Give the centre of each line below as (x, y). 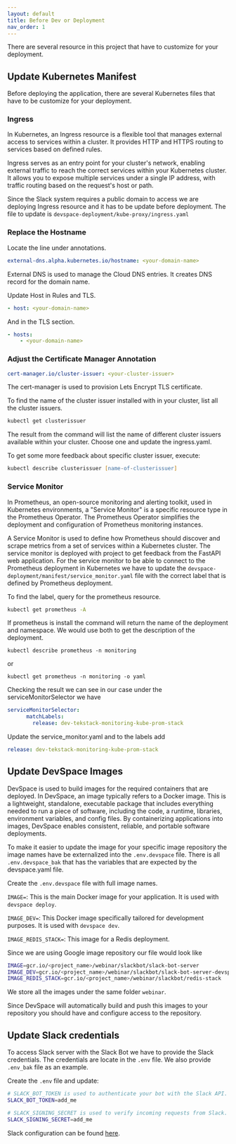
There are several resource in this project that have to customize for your (113, 47)
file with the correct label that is (180, 575)
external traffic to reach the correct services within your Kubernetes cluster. (117, 170)
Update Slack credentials (63, 1035)
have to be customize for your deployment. (70, 101)
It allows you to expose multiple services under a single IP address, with (111, 178)
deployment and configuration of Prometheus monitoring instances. (105, 524)
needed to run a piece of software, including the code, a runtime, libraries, (115, 811)
